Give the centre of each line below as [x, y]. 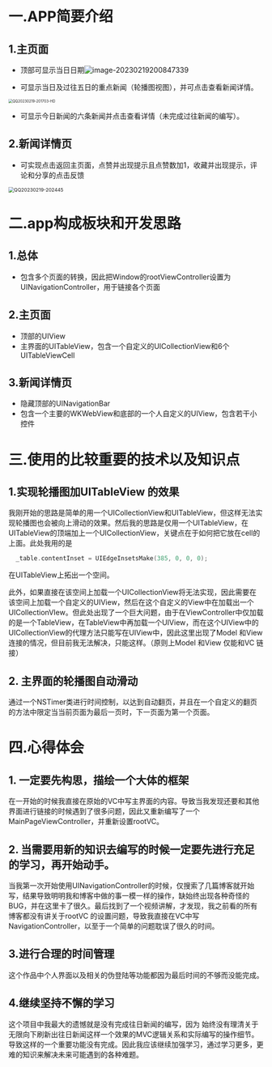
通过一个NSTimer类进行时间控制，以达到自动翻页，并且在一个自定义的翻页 [133, 702]
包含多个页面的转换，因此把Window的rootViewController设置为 [125, 277]
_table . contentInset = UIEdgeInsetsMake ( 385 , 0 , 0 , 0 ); [112, 559]
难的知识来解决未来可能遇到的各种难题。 [76, 1054]
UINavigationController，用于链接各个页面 [90, 287]
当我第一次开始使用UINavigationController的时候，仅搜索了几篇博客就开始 [132, 885]
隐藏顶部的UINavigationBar [65, 404]
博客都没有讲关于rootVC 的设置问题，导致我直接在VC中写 [104, 916]
